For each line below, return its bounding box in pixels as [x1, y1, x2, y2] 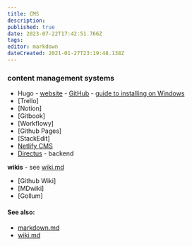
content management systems [7, 73, 115, 83]
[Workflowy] [17, 119, 54, 128]
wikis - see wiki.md [7, 163, 65, 172]
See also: [7, 208, 35, 216]
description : [7, 17, 46, 24]
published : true [7, 23, 55, 30]
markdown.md [17, 223, 60, 232]
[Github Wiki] [17, 177, 56, 185]
